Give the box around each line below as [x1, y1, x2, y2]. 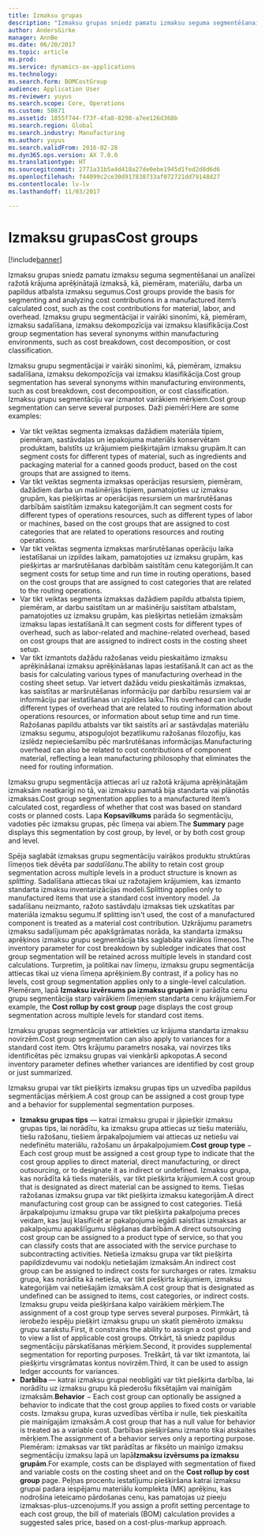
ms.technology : [8, 70, 58, 78]
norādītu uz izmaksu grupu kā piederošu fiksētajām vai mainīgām [19, 1383, 233, 1393]
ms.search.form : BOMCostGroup [8, 77, 108, 85]
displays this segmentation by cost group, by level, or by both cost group [8, 827, 246, 837]
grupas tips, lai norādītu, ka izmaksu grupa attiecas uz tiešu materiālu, [19, 1123, 248, 1133]
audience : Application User [8, 84, 101, 93]
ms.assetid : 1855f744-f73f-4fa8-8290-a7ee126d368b [8, 114, 178, 122]
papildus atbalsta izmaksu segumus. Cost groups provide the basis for [8, 286, 235, 296]
